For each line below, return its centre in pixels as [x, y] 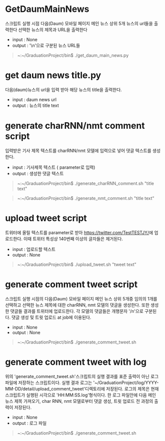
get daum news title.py [53, 75]
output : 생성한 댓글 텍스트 [38, 173]
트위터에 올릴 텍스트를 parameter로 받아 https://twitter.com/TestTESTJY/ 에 [79, 232]
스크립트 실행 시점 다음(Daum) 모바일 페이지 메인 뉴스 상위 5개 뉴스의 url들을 [79, 23]
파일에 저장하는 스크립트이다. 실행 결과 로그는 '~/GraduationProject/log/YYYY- [82, 383]
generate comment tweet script [71, 284]
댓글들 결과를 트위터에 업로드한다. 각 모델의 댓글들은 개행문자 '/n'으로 [77, 311]
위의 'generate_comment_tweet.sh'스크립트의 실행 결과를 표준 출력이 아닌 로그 [82, 376]
